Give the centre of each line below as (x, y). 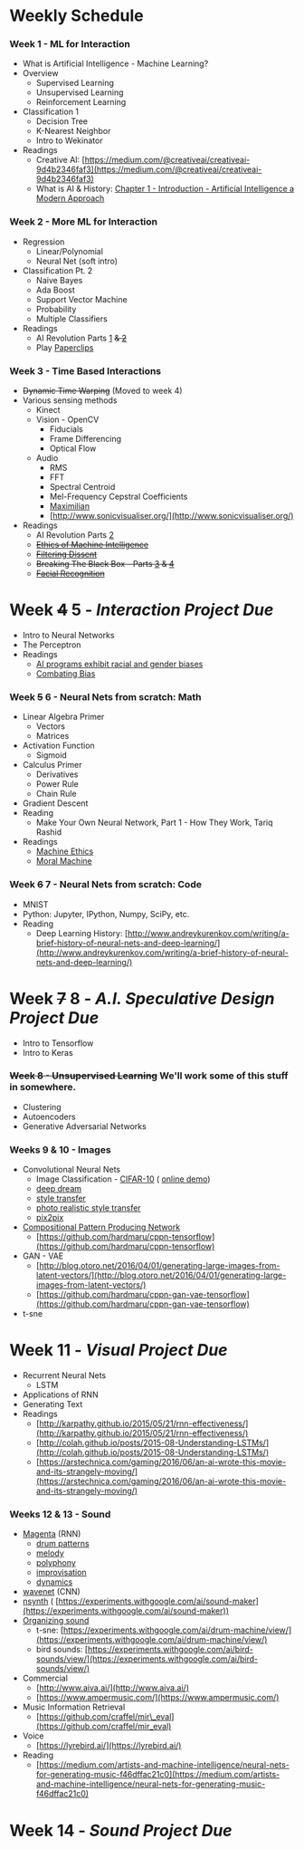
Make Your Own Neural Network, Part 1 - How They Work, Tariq (154, 823)
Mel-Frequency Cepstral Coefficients (119, 497)
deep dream (59, 1189)
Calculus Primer (52, 765)
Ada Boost (55, 290)
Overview (40, 73)
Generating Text (52, 1404)
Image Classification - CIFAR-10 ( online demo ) (123, 1179)
